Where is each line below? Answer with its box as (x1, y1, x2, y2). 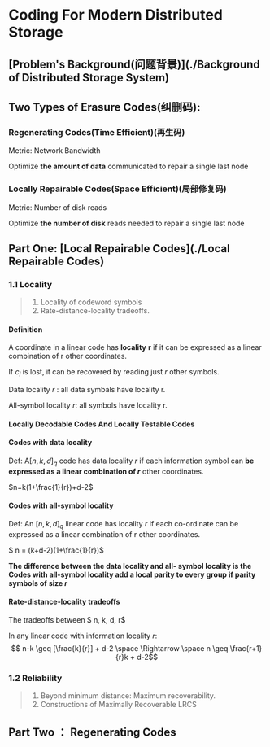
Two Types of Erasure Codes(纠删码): (8, 100, 201, 114)
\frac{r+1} (229, 644, 263, 653)
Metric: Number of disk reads (8, 202, 107, 212)
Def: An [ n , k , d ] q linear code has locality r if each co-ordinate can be (8, 519, 239, 531)
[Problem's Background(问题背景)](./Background (8, 57, 260, 71)
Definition (8, 324, 43, 334)
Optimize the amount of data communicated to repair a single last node (8, 161, 249, 172)
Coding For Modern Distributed (8, 6, 224, 24)
